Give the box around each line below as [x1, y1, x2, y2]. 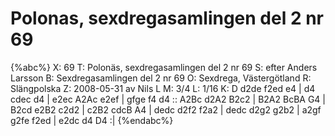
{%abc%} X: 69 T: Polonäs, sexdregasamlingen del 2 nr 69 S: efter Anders [10, 61, 318, 73]
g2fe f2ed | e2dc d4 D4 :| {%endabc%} [10, 114, 174, 126]
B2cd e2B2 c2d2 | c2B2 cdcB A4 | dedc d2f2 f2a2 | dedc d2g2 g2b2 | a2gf [10, 103, 322, 116]
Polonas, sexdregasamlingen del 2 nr [10, 7, 324, 30]
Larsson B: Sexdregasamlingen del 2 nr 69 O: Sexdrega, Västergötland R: [10, 72, 312, 84]
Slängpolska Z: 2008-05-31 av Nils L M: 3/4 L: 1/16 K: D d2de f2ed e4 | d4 [10, 82, 316, 94]
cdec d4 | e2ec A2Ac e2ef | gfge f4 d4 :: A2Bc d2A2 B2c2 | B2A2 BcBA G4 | [10, 93, 326, 105]
